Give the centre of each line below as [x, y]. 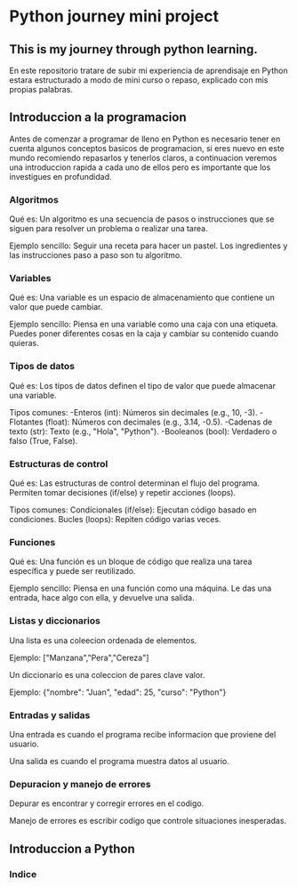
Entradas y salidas [50, 715]
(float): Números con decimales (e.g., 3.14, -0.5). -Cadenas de [159, 422]
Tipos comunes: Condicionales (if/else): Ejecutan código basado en [133, 510]
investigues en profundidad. [61, 176]
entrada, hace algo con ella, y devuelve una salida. [102, 598]
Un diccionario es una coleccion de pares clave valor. [107, 674]
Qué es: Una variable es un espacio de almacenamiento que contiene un [142, 298]
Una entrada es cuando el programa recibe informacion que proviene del [143, 734]
